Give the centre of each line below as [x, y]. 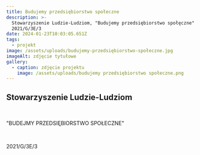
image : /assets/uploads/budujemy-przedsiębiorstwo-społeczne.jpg [89, 51]
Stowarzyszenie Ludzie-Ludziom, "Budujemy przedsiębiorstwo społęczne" [103, 23]
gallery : [17, 62]
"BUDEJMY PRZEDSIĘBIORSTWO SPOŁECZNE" [65, 123]
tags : [13, 39]
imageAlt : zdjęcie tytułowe [41, 56]
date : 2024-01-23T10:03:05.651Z [47, 34]
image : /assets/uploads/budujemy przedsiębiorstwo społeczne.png [101, 73]
